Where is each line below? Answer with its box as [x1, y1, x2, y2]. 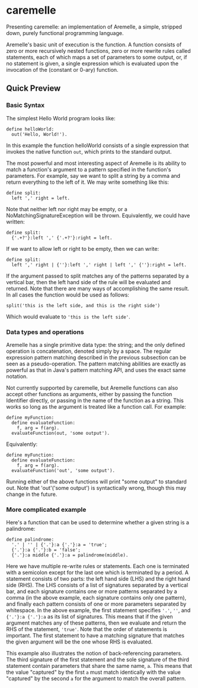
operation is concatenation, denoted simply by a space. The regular [6, 348, 171, 355]
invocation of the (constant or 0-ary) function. [6, 66, 119, 73]
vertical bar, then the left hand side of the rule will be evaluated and [6, 278, 171, 285]
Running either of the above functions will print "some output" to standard [6, 478, 187, 485]
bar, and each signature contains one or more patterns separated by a [6, 588, 177, 595]
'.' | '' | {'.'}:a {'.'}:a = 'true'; [11, 542, 108, 548]
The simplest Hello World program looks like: [6, 114, 116, 122]
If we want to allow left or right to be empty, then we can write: [6, 245, 159, 252]
